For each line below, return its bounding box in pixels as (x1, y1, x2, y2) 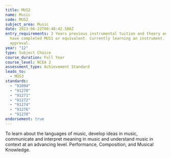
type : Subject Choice (5, 50, 51, 55)
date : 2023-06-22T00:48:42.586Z (5, 27, 74, 32)
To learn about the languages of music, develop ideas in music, (5, 130, 138, 137)
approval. (10, 41, 31, 46)
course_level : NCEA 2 (5, 60, 51, 65)
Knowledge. (5, 146, 31, 153)
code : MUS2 (5, 17, 28, 22)
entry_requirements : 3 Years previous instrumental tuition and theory (5, 31, 160, 36)
